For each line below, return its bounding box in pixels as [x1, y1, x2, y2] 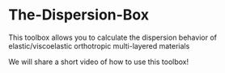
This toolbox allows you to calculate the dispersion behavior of [8, 32, 217, 42]
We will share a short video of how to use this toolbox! [8, 57, 189, 67]
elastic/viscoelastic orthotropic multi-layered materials [8, 41, 190, 50]
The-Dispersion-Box [8, 6, 150, 24]
